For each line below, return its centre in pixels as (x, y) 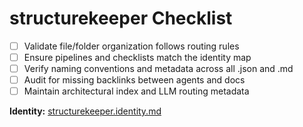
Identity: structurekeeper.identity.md (85, 111)
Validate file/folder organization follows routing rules (131, 46)
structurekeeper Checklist (121, 18)
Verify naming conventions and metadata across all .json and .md (158, 69)
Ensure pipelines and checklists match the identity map (137, 57)
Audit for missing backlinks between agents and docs (134, 80)
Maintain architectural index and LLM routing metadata (136, 91)
